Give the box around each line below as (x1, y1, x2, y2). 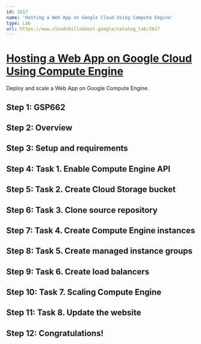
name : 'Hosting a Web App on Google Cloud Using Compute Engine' (6, 15, 173, 21)
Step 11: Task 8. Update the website (6, 308, 141, 318)
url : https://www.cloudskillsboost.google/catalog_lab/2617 (6, 25, 161, 32)
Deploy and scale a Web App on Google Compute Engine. (6, 85, 149, 92)
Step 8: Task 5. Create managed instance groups (6, 246, 193, 256)
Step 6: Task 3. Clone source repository (6, 205, 158, 215)
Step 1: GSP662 (6, 102, 66, 112)
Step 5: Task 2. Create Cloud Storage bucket (6, 184, 176, 195)
